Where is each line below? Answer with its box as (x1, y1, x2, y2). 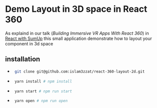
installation (5, 55, 40, 64)
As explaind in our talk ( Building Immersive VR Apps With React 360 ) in (5, 30, 149, 36)
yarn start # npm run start (14, 89, 72, 94)
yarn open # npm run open (14, 99, 68, 104)
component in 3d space (5, 40, 53, 46)
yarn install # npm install (14, 79, 72, 84)
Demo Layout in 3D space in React (5, 3, 148, 15)
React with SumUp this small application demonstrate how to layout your (5, 36, 153, 41)
